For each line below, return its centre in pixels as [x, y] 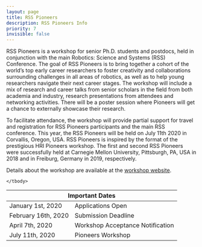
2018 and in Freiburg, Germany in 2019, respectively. [71, 159]
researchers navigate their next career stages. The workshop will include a [99, 83]
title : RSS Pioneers [32, 17]
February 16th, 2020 [39, 216]
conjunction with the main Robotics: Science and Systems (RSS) [86, 58]
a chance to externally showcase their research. [66, 109]
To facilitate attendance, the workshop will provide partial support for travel [100, 120]
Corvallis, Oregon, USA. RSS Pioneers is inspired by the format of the [92, 139]
